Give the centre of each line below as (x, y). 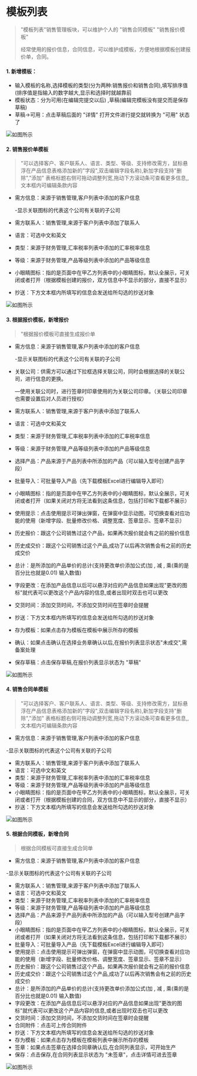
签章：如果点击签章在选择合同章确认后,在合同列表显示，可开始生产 (95, 1047)
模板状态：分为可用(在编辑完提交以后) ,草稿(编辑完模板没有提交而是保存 (101, 100)
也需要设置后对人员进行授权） (51, 398)
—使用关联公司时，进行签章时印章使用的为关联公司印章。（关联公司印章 (101, 391)
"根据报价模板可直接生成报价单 (58, 334)
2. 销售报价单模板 (27, 149)
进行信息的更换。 (46, 378)
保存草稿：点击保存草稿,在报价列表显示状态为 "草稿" (78, 662)
